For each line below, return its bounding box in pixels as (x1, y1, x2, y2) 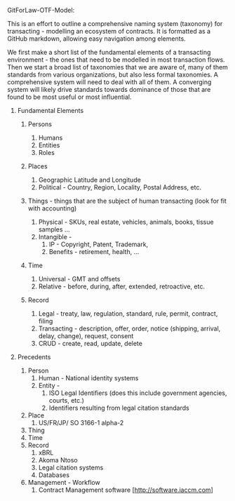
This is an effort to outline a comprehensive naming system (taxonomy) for (7, 20, 223, 27)
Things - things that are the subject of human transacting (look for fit (27, 196, 227, 205)
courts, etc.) (48, 396, 84, 404)
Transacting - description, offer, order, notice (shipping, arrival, (38, 324, 221, 333)
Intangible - (38, 233, 72, 241)
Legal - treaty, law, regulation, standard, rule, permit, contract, (38, 309, 218, 318)
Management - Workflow (27, 479, 100, 486)
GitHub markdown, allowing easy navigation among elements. (7, 34, 186, 43)
